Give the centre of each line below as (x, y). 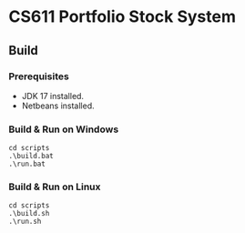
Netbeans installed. (58, 106)
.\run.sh (25, 222)
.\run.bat (27, 164)
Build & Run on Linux (55, 187)
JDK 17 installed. (52, 96)
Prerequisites (39, 76)
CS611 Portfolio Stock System (122, 17)
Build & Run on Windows (64, 129)
